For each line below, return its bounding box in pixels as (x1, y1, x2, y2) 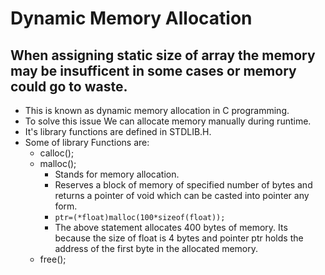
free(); (39, 253, 67, 265)
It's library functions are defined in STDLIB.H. (24, 126, 212, 137)
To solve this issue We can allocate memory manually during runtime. (24, 115, 312, 127)
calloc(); (39, 147, 75, 159)
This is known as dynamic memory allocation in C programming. (24, 105, 290, 116)
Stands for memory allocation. (54, 168, 180, 180)
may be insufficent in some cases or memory (10, 62, 297, 79)
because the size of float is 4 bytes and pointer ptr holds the (54, 232, 304, 244)
